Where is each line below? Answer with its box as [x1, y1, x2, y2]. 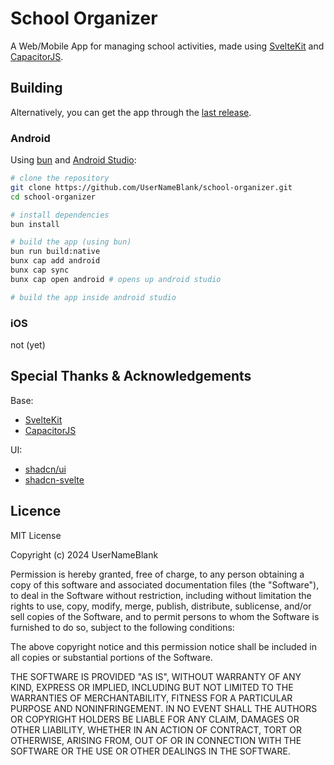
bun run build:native [10, 247, 101, 257]
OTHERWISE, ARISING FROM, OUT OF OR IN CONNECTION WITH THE [10, 734, 302, 746]
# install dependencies [10, 210, 110, 220]
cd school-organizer [10, 192, 97, 202]
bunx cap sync [10, 265, 70, 276]
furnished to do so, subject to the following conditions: [10, 621, 235, 633]
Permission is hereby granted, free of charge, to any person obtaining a [10, 568, 305, 580]
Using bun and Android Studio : [10, 154, 137, 166]
